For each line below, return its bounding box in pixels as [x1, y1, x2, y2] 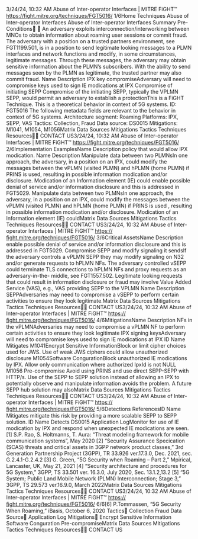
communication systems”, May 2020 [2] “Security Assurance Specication [6, 437, 185, 444]
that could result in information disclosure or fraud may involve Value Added [6, 278, 191, 285]
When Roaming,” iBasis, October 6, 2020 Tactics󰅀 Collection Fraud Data [6, 507, 182, 514]
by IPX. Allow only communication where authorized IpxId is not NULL [6, 361, 176, 368]
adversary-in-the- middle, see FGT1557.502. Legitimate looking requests [6, 272, 183, 279]
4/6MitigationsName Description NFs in [96, 317, 193, 323]
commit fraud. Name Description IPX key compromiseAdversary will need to [6, 76, 191, 82]
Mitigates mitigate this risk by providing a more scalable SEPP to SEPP [6, 412, 177, 419]
